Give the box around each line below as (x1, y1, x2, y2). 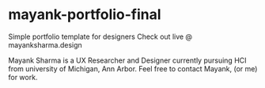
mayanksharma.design (8, 40, 83, 49)
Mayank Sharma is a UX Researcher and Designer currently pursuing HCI (8, 55, 247, 65)
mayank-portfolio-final (8, 6, 161, 24)
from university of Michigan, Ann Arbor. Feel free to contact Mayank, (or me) (8, 63, 258, 73)
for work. (8, 72, 38, 82)
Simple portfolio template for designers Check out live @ (8, 32, 192, 41)
